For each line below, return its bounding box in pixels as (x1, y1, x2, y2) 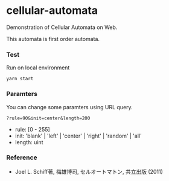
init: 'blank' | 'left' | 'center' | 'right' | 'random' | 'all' (14, 132, 142, 139)
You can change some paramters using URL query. (6, 103, 133, 110)
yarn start (6, 76, 34, 82)
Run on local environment (6, 64, 70, 71)
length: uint (14, 138, 43, 145)
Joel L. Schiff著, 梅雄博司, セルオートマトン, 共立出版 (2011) (14, 168, 163, 175)
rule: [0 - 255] (14, 125, 50, 133)
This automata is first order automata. (6, 35, 100, 42)
